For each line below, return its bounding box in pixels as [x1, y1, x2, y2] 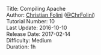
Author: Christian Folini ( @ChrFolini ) [6, 11, 95, 19]
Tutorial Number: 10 [6, 18, 55, 25]
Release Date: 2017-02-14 [6, 30, 71, 38]
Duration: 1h [6, 43, 36, 50]
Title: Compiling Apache [6, 5, 66, 12]
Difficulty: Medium [6, 37, 52, 44]
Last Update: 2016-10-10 [6, 24, 67, 31]
